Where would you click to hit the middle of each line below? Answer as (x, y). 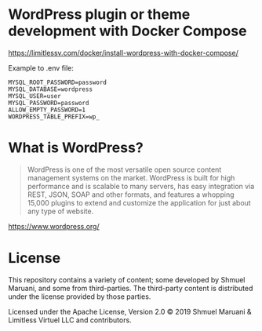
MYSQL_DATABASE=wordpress (50, 89)
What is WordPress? (76, 148)
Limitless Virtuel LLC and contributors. (70, 320)
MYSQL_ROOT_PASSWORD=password (58, 82)
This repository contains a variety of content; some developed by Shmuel (127, 279)
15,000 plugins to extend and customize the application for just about (139, 202)
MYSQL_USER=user (35, 96)
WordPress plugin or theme (99, 15)
